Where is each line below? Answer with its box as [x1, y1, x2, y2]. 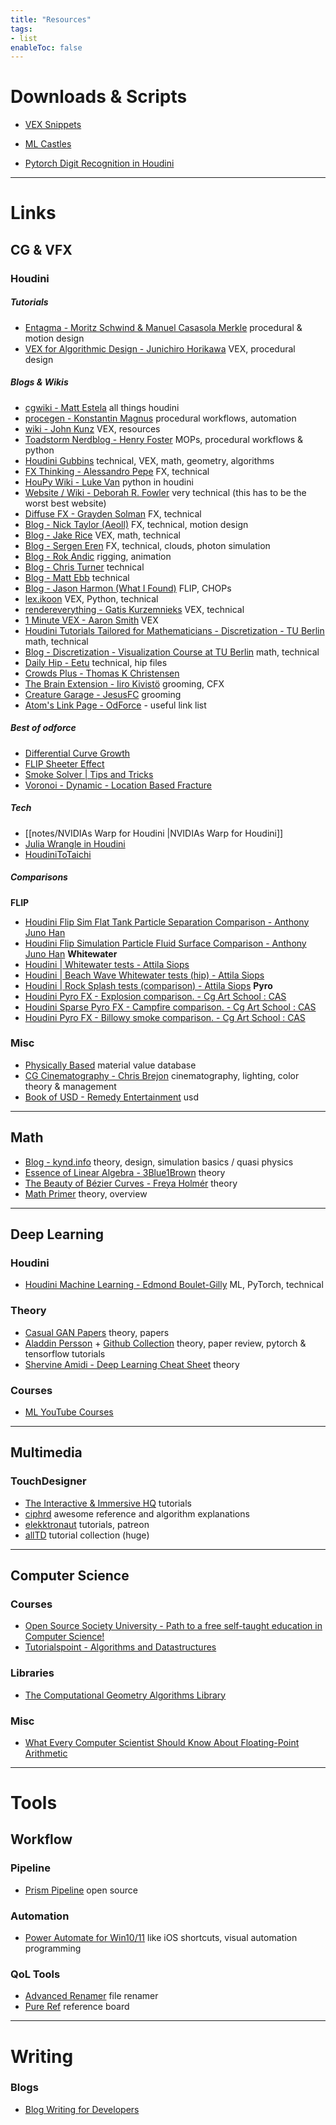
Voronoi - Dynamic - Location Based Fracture [24, 779, 213, 791]
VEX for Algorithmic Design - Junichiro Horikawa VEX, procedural [24, 342, 296, 355]
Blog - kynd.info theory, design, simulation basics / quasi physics [24, 1156, 294, 1168]
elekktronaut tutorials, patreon [24, 1518, 150, 1530]
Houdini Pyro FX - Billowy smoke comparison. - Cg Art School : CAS [24, 1011, 306, 1023]
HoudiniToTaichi [24, 848, 92, 860]
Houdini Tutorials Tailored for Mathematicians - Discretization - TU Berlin [24, 624, 325, 636]
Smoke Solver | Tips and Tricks [24, 768, 154, 780]
